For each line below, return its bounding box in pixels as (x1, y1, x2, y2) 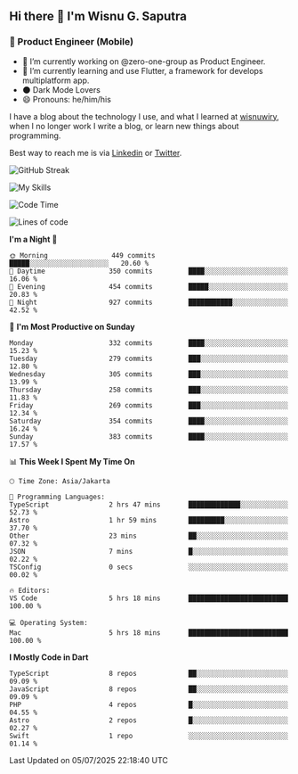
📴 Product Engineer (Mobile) (9, 36, 134, 48)
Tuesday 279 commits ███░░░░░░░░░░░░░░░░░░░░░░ (9, 354, 289, 363)
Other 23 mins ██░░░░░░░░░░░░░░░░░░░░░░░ (9, 531, 289, 540)
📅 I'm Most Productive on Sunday (9, 321, 135, 332)
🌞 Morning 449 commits (9, 251, 156, 259)
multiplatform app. (21, 75, 90, 86)
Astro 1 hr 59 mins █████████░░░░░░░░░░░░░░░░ (9, 515, 289, 524)
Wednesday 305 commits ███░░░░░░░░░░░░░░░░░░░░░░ (9, 369, 289, 379)
